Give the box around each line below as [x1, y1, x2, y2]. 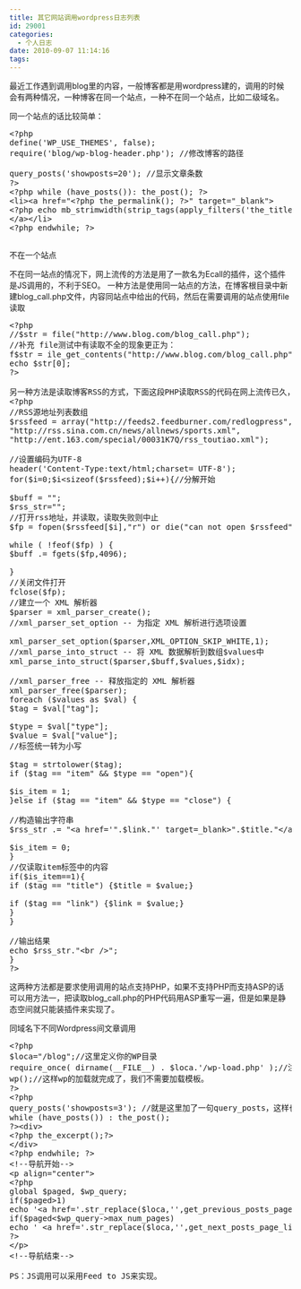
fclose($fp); [9, 587, 67, 597]
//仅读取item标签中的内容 [9, 862, 109, 872]
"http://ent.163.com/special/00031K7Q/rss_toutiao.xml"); [9, 435, 270, 445]
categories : [9, 30, 54, 39]
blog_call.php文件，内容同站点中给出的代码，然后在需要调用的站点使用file [16, 291, 289, 301]
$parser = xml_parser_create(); [9, 607, 151, 617]
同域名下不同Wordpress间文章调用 [9, 1023, 136, 1034]
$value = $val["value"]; [9, 731, 118, 740]
